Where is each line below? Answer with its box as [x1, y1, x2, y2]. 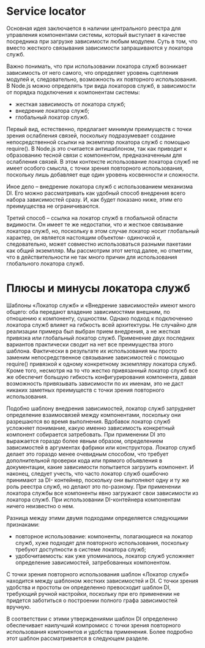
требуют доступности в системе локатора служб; [15, 546, 147, 553]
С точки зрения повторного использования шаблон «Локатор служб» [6, 570, 189, 577]
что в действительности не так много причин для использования [6, 253, 177, 261]
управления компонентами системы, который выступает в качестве [6, 31, 187, 38]
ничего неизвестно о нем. [6, 502, 75, 509]
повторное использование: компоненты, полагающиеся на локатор [15, 532, 193, 540]
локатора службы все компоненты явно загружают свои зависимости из [6, 489, 199, 497]
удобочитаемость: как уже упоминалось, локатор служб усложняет [15, 552, 195, 559]
